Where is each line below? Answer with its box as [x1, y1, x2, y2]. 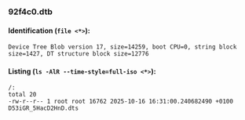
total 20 [8, 91, 37, 99]
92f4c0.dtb [8, 6, 53, 17]
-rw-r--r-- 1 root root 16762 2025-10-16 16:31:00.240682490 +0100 [8, 97, 234, 106]
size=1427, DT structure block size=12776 [8, 50, 149, 58]
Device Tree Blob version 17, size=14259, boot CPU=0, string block [8, 43, 237, 51]
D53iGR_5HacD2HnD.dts [8, 104, 79, 112]
